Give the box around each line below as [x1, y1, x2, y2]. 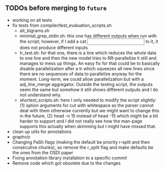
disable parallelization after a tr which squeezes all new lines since [19, 65, 155, 71]
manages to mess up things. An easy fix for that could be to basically [19, 60, 160, 66]
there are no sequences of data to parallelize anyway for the [19, 71, 142, 77]
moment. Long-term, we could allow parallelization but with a [19, 76, 144, 82]
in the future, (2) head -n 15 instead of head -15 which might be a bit [19, 113, 159, 119]
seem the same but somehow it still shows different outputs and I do [19, 86, 159, 92]
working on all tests [12, 17, 52, 23]
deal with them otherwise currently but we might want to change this [19, 107, 160, 113]
